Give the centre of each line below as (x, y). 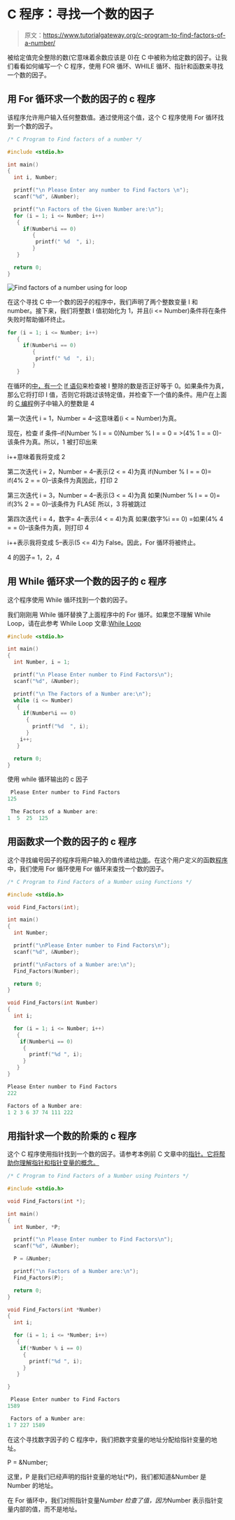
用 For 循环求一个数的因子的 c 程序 (81, 99)
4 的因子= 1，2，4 (34, 557)
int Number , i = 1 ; (42, 662)
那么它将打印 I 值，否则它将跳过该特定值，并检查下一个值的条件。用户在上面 (117, 394)
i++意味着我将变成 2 (36, 456)
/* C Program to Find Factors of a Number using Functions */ (100, 882)
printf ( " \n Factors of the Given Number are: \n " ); (89, 209)
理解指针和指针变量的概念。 (59, 1163)
